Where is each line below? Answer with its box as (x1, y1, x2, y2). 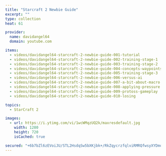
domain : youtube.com (9, 39, 52, 44)
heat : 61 (5, 21, 23, 26)
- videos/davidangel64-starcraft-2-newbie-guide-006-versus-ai (9, 75, 142, 80)
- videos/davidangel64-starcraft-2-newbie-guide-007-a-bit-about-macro (9, 80, 161, 85)
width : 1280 (14, 125, 39, 130)
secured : (5, 143, 23, 148)
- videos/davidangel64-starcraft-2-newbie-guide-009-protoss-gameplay (9, 89, 158, 94)
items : (5, 48, 19, 53)
